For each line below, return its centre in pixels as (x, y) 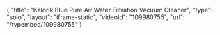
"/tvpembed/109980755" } (45, 24)
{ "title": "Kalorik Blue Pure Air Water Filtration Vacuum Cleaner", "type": (110, 10)
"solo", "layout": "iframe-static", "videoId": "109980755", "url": (96, 17)
